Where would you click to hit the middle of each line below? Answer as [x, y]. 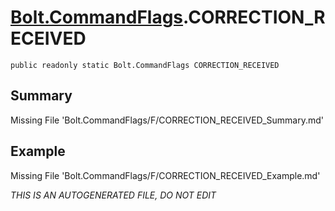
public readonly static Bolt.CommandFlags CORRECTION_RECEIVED [145, 65]
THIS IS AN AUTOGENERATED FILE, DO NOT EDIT [113, 195]
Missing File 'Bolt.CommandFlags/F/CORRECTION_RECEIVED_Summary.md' [167, 120]
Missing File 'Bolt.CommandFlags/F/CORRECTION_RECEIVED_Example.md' [165, 175]
